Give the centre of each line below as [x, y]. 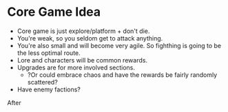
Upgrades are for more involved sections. [76, 67]
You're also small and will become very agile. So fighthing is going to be [119, 45]
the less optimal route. [49, 53]
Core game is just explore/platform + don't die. [83, 31]
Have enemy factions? [49, 89]
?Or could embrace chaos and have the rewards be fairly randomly [122, 75]
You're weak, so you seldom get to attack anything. [90, 38]
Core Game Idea [54, 12]
